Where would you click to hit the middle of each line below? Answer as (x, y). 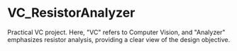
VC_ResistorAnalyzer (71, 13)
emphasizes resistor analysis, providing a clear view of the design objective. (119, 39)
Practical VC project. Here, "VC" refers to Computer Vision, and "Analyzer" (116, 32)
